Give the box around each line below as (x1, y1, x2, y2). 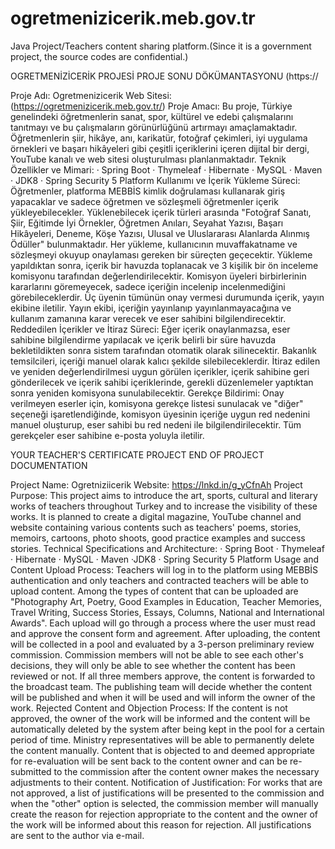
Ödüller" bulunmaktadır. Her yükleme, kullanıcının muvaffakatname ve (10, 238, 298, 250)
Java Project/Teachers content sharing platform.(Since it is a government (10, 40, 312, 52)
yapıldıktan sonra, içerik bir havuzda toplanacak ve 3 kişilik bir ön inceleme (10, 259, 319, 271)
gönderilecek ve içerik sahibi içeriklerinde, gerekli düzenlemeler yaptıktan (10, 376, 314, 388)
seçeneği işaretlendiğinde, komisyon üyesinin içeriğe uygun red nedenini (10, 408, 311, 420)
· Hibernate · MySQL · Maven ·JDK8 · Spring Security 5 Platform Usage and (10, 553, 320, 565)
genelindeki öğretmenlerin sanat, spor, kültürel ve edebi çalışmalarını (10, 110, 294, 122)
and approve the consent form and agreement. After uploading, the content (10, 627, 321, 639)
